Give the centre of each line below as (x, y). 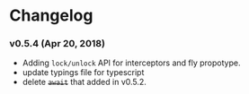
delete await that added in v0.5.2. (84, 82)
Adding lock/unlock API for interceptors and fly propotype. (131, 63)
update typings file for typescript (83, 73)
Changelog (51, 16)
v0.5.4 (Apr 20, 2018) (58, 44)
